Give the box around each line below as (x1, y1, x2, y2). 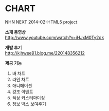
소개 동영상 (5, 29, 26, 35)
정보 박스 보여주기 (12, 101, 46, 107)
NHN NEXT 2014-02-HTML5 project (5, 19, 78, 25)
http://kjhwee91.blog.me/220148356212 (5, 50, 85, 56)
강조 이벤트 (12, 89, 34, 94)
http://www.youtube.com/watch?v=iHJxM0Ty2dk (5, 35, 104, 40)
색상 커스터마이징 (12, 94, 45, 100)
